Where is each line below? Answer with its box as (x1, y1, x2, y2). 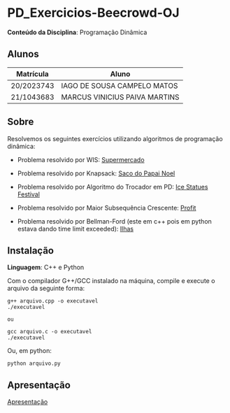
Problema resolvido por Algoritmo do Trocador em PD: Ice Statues (17, 182, 208, 191)
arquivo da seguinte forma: (7, 284, 85, 293)
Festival (17, 190, 41, 198)
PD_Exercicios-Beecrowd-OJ (7, 5, 180, 21)
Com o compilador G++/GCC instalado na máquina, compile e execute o (7, 277, 215, 285)
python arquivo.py (7, 360, 61, 368)
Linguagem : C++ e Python (7, 263, 85, 272)
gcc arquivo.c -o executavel (7, 328, 92, 335)
